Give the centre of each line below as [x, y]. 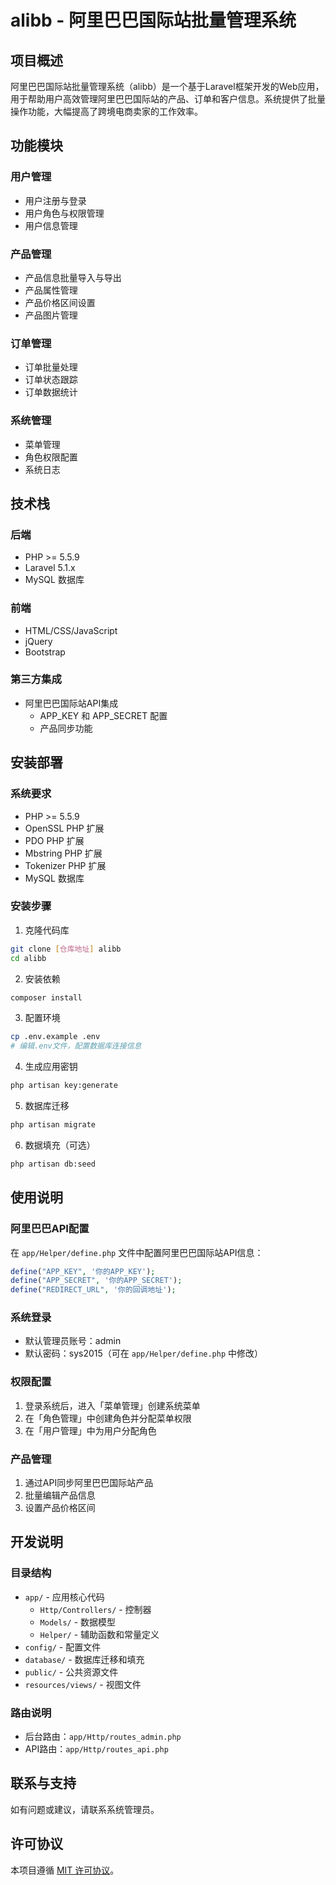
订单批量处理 [51, 367]
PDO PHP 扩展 [54, 840]
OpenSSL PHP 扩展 [64, 828]
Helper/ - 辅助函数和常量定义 [99, 1634]
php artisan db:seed [53, 1164]
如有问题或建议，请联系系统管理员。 [85, 1809]
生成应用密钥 [51, 1067]
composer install [46, 997]
